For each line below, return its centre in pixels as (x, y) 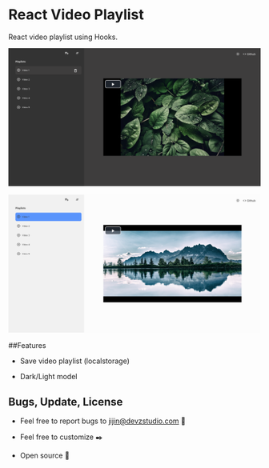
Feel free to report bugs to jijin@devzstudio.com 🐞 (102, 421)
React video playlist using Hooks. (63, 37)
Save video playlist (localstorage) (75, 361)
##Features (27, 346)
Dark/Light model (48, 377)
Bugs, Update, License (66, 402)
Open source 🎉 (44, 455)
